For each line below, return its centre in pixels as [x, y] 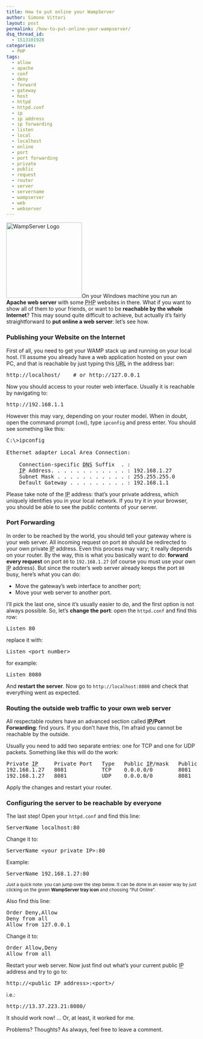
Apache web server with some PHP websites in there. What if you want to [99, 302]
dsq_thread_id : [25, 34]
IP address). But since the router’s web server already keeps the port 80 [95, 568]
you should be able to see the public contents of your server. [82, 507]
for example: [22, 663]
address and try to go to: [37, 972]
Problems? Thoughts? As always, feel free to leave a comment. [85, 1030]
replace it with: [25, 640]
